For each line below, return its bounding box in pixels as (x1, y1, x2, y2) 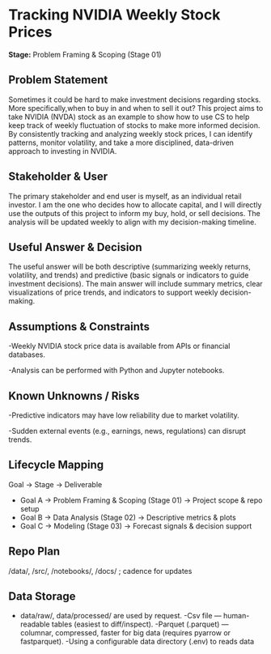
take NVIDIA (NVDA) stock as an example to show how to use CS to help (8, 112, 250, 121)
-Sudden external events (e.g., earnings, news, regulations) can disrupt (8, 427, 247, 435)
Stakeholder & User (8, 170, 108, 184)
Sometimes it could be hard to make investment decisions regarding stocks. (8, 95, 261, 104)
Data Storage (8, 589, 76, 604)
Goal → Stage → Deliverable (8, 479, 103, 489)
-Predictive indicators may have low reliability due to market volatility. (8, 410, 240, 420)
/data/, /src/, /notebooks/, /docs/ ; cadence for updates (8, 566, 193, 575)
